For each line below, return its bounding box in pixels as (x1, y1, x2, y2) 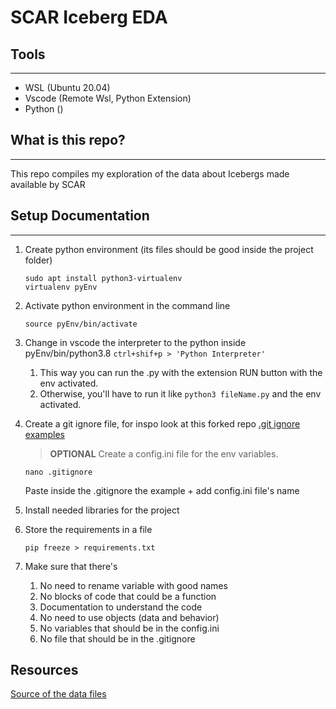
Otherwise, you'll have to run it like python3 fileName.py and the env (39, 387, 322, 400)
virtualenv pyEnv (24, 282, 98, 292)
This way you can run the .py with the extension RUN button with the (39, 366, 323, 378)
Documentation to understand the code (39, 601, 203, 613)
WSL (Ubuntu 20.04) (24, 82, 111, 93)
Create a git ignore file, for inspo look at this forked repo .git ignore (24, 417, 301, 430)
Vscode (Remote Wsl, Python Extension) (24, 92, 192, 104)
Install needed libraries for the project (24, 504, 180, 516)
